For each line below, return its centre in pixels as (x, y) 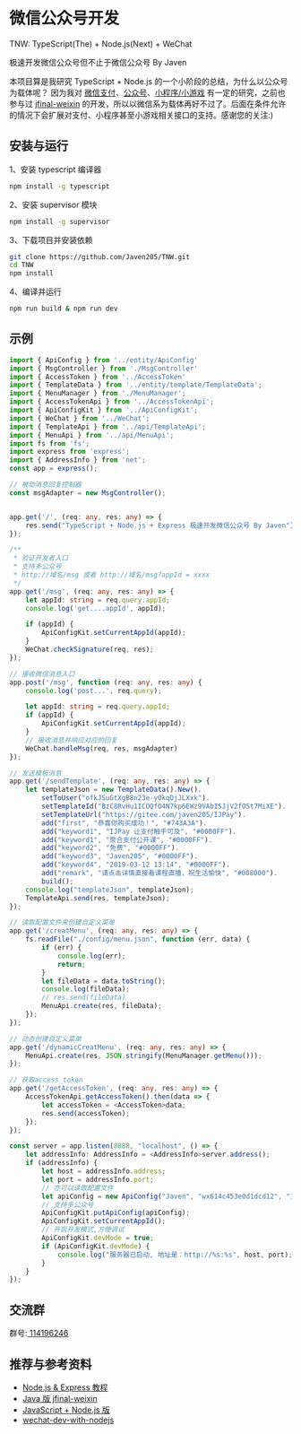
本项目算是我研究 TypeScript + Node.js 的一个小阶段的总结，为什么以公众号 (149, 81)
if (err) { (62, 948)
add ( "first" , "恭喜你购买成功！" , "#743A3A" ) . (125, 823)
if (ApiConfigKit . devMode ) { (96, 1246)
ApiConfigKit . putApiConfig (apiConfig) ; (116, 1213)
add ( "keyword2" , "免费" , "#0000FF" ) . (111, 848)
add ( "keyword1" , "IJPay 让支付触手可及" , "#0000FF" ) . (139, 831)
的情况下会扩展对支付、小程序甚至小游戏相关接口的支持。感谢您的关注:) (142, 115)
